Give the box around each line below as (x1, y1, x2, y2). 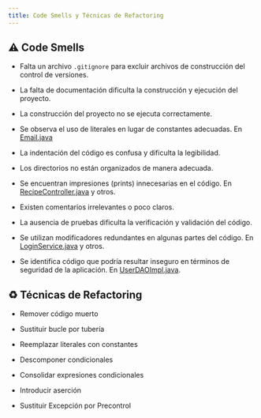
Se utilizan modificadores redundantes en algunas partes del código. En (19, 233, 254, 243)
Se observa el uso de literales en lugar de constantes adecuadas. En (19, 124, 243, 134)
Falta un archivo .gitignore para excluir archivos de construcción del (19, 62, 246, 71)
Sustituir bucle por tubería (19, 325, 105, 334)
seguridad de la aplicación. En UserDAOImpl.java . (19, 265, 181, 275)
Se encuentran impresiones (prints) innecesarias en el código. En (19, 179, 233, 188)
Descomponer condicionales (19, 355, 114, 364)
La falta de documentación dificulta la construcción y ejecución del (19, 85, 238, 95)
